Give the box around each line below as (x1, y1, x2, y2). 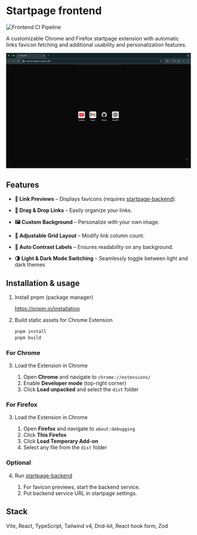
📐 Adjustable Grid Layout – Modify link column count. (14, 232, 145, 239)
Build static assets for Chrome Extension (14, 317, 113, 324)
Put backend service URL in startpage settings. (23, 489, 138, 497)
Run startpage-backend (14, 472, 72, 479)
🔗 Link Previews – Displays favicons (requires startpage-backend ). (14, 196, 177, 203)
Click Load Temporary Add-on (23, 438, 98, 445)
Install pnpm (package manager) (14, 294, 94, 301)
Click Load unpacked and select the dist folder (23, 386, 139, 393)
